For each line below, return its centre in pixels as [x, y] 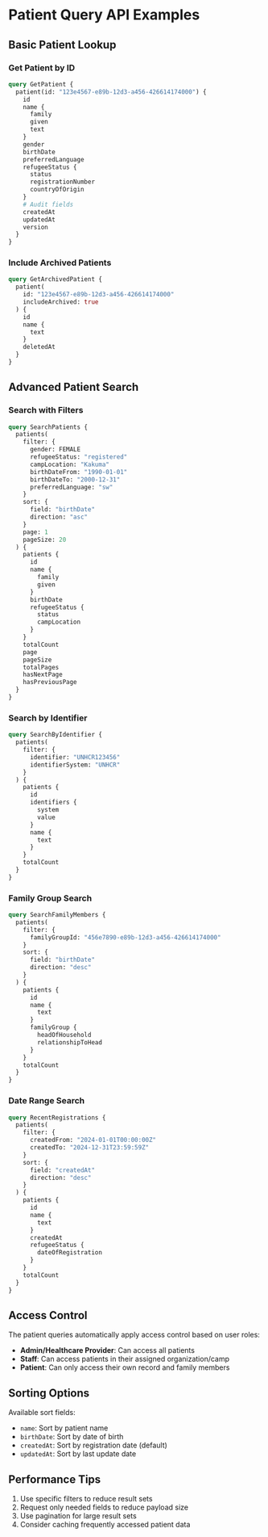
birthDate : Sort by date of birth [72, 1437]
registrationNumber [62, 182]
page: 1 [35, 532]
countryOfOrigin [57, 190]
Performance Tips [55, 1479]
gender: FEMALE [55, 450]
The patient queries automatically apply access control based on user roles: [134, 1335]
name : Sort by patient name [64, 1428]
